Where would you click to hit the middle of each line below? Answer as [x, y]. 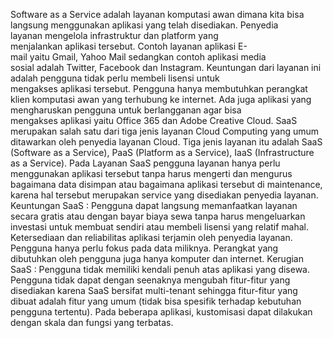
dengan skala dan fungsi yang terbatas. [92, 322]
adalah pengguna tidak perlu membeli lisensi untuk [115, 78]
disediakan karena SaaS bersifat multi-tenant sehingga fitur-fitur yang [154, 290]
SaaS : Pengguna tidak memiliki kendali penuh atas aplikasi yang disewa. [160, 269]
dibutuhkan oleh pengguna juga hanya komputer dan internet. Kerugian [157, 258]
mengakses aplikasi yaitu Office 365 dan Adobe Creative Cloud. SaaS [154, 120]
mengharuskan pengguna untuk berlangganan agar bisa [126, 110]
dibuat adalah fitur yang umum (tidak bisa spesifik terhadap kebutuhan [156, 301]
